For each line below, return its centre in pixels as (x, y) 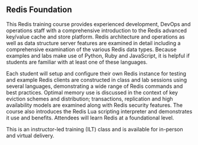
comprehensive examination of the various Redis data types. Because (91, 49)
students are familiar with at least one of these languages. (77, 62)
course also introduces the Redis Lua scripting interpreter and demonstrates (99, 111)
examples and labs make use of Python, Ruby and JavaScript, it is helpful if (98, 55)
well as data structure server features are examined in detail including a (93, 43)
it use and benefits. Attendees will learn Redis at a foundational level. (90, 118)
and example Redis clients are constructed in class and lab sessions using (97, 80)
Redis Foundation (39, 10)
